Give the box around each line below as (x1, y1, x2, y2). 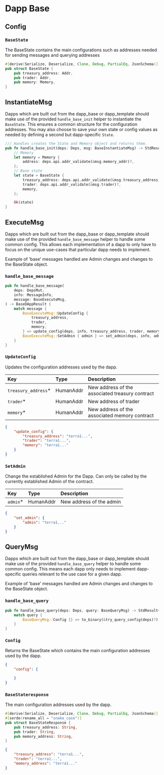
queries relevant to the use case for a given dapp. (22, 571, 122, 577)
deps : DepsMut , (14, 288, 45, 293)
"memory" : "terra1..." (22, 443, 69, 448)
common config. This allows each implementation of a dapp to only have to (5, 242, 156, 247)
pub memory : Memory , (14, 80, 56, 85)
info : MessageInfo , (14, 293, 54, 297)
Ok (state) (14, 200, 34, 205)
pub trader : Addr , (14, 75, 51, 80)
